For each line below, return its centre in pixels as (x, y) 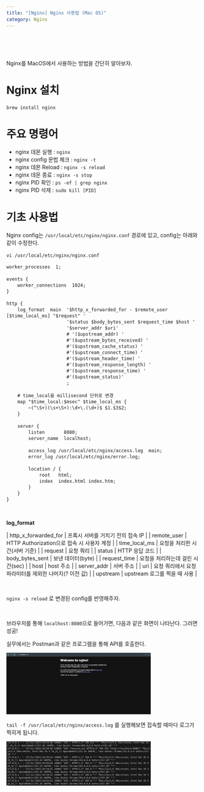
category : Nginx (27, 19)
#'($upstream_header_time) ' (103, 359)
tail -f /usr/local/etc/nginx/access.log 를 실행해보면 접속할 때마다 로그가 (100, 725)
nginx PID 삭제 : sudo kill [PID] (56, 190)
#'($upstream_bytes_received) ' (107, 340)
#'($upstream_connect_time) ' (105, 353)
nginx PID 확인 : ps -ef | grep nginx (61, 183)
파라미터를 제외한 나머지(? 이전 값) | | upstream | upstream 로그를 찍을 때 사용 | (102, 574)
